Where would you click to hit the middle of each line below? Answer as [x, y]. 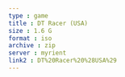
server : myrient [37, 53]
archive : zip [32, 46]
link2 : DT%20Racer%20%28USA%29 [62, 61]
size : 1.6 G [30, 30]
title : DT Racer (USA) [48, 23]
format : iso [30, 38]
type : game [28, 16]
